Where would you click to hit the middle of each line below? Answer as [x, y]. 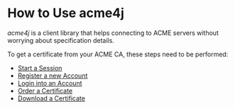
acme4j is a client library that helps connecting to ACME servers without [113, 33]
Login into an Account [50, 83]
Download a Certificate [51, 98]
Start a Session [40, 68]
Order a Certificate [45, 90]
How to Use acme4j [66, 13]
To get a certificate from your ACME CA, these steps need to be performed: [118, 54]
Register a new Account [53, 76]
